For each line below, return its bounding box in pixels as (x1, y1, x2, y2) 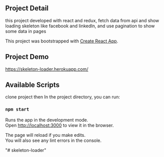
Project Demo (5, 53, 49, 61)
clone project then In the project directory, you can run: (5, 94, 120, 100)
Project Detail (5, 4, 49, 13)
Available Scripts (5, 81, 60, 89)
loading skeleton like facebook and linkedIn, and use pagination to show (5, 23, 155, 29)
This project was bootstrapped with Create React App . (5, 38, 119, 44)
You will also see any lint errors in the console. (5, 137, 102, 143)
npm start (5, 107, 29, 113)
